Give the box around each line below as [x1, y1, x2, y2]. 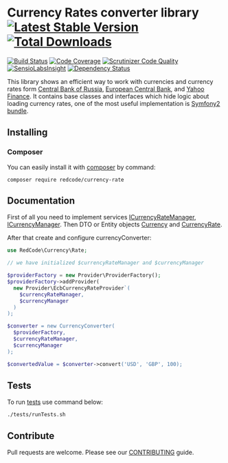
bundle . [7, 107, 29, 115]
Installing [7, 127, 48, 138]
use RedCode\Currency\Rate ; [7, 247, 88, 254]
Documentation [7, 195, 76, 207]
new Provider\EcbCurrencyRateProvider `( [13, 284, 130, 292]
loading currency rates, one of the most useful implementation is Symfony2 [7, 99, 220, 107]
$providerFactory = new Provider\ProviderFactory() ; [7, 272, 161, 279]
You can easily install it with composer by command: [7, 163, 156, 171]
